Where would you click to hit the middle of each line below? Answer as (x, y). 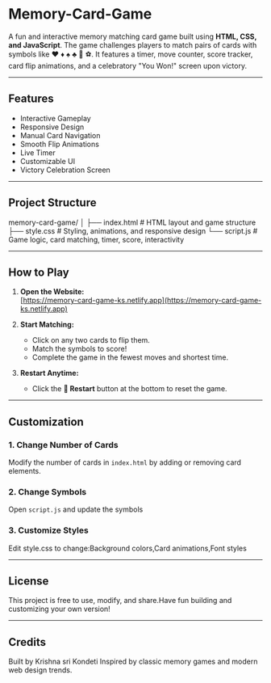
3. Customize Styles (48, 530)
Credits (27, 642)
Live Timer (38, 152)
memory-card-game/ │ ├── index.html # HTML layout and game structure (132, 222)
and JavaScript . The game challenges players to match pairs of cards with (133, 44)
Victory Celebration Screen (65, 170)
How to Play (39, 272)
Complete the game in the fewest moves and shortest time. (130, 357)
